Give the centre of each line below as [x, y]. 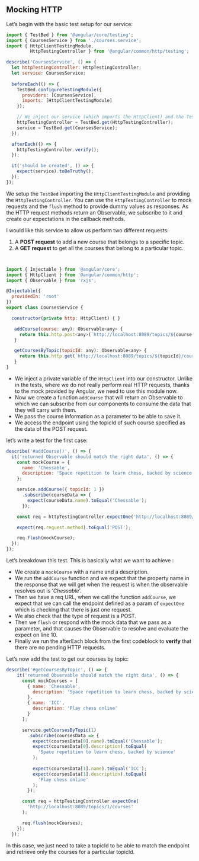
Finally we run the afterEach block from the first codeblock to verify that [103, 641]
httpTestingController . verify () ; [58, 150]
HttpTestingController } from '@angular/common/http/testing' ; [110, 52]
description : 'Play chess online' [75, 708]
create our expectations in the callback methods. [66, 219]
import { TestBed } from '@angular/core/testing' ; [70, 35]
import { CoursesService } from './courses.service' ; [74, 40]
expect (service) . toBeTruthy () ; [55, 171]
